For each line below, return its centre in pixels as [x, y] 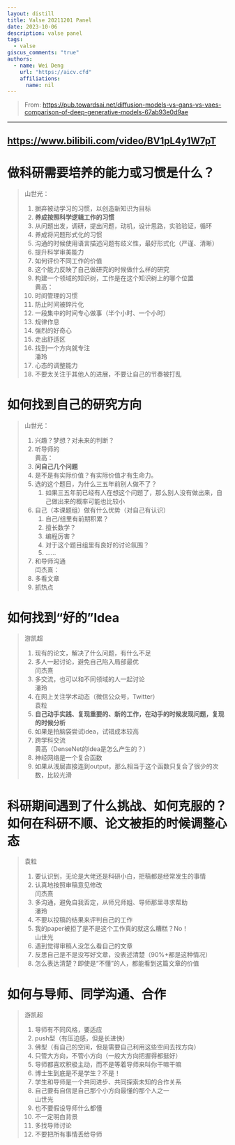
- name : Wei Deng [39, 66]
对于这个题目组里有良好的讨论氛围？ [97, 545]
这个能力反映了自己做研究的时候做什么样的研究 [102, 269]
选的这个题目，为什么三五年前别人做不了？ [96, 484]
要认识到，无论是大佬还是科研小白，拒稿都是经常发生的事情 [120, 877]
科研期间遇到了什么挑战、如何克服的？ [117, 806]
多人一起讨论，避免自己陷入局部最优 [87, 662]
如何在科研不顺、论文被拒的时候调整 [111, 823]
